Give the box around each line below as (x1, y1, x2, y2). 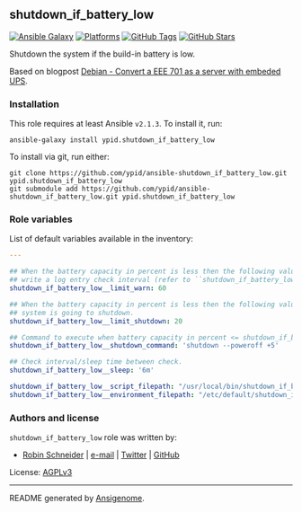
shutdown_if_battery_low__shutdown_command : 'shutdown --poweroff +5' (9, 341, 280, 350)
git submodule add (9, 184, 78, 194)
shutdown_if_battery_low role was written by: (9, 432, 178, 443)
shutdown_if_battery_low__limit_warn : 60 (9, 284, 167, 293)
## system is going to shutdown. (9, 308, 135, 317)
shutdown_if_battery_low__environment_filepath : (9, 390, 195, 399)
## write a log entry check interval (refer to (9, 276, 191, 285)
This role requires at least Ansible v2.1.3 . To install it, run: (9, 119, 223, 129)
